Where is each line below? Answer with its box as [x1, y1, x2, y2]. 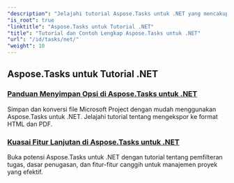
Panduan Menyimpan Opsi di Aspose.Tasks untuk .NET [7, 89, 198, 99]
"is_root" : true [7, 17, 54, 24]
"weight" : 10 [7, 42, 45, 49]
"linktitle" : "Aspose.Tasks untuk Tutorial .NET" [7, 23, 155, 30]
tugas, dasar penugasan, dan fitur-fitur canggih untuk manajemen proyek [7, 160, 218, 168]
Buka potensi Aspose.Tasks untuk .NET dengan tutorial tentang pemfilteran [7, 152, 223, 161]
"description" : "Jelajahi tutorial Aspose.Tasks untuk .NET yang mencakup [7, 10, 229, 17]
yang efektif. [7, 168, 43, 176]
